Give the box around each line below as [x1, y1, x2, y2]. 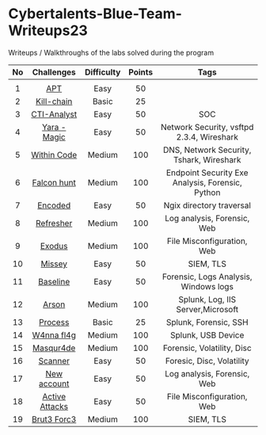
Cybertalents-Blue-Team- [8, 5, 182, 23]
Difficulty [84, 67, 121, 78]
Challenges [32, 67, 77, 78]
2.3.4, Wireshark [176, 132, 239, 143]
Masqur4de [32, 342, 76, 353]
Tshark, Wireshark [173, 154, 241, 165]
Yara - [42, 121, 66, 132]
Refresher [35, 217, 73, 228]
